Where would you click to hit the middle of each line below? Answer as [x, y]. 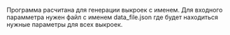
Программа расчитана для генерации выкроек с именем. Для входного [115, 10]
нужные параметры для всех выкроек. [65, 24]
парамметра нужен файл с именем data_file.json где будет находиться [112, 17]
